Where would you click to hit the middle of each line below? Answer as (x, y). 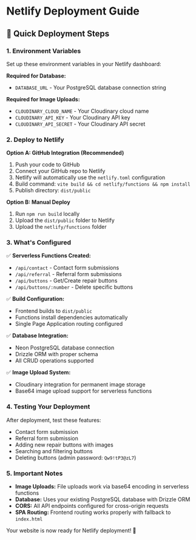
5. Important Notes (35, 473)
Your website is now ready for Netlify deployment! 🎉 (71, 531)
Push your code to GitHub (47, 164)
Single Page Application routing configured (69, 324)
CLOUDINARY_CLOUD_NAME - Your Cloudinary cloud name (82, 111)
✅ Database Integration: (37, 336)
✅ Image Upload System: (39, 373)
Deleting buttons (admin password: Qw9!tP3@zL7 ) (76, 457)
